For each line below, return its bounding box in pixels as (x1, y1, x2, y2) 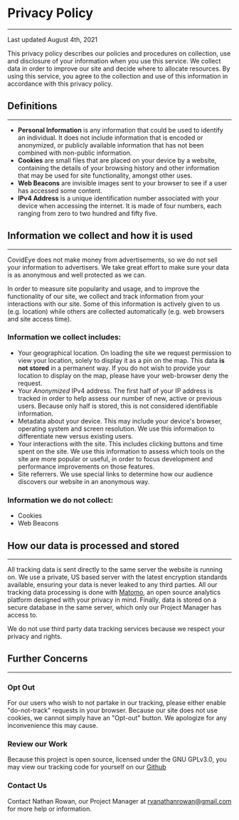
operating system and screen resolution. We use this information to (17, 424, 215, 433)
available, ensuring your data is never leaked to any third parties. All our (7, 580, 218, 589)
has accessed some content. (17, 186, 103, 195)
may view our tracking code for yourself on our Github (7, 763, 166, 772)
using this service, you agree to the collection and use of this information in (7, 71, 228, 80)
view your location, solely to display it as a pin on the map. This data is (17, 356, 225, 364)
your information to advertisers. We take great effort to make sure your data (7, 262, 230, 272)
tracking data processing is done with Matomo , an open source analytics (7, 588, 221, 596)
